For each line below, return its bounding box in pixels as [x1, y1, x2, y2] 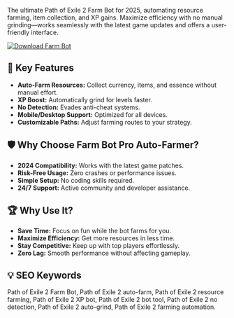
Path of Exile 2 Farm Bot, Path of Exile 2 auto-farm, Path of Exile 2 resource [7, 288, 224, 296]
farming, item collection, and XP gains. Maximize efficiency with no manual [7, 13, 224, 22]
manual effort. [17, 88, 58, 97]
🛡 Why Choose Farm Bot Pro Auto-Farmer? [7, 139, 199, 151]
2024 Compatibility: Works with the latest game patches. [17, 161, 184, 170]
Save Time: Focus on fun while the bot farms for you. [17, 227, 172, 235]
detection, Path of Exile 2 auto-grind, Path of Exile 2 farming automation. [7, 303, 217, 311]
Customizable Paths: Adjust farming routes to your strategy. [17, 118, 192, 126]
